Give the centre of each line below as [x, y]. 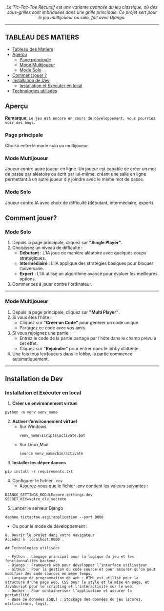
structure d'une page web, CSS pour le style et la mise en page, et [77, 582]
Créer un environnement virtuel [45, 404]
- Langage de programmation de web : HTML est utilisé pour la [73, 578]
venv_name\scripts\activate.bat [52, 436]
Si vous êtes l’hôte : [32, 317]
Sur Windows [33, 427]
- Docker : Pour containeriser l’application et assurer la [70, 591]
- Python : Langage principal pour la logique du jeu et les [71, 557]
